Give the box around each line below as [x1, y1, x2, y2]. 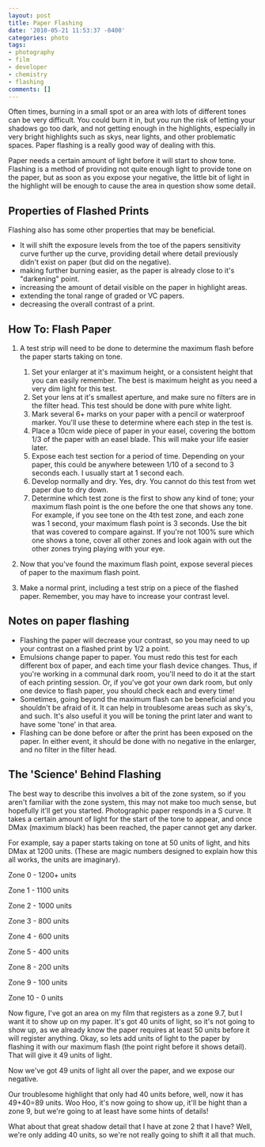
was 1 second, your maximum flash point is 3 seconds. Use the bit [31, 519, 248, 528]
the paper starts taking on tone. [19, 352, 123, 361]
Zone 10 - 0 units [8, 993, 63, 1002]
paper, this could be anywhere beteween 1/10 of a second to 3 [31, 460, 235, 469]
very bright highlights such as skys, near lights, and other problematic [8, 132, 236, 142]
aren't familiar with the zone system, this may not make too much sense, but [8, 797, 257, 806]
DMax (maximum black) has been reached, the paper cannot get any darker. [8, 822, 257, 832]
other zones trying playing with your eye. [31, 544, 165, 553]
